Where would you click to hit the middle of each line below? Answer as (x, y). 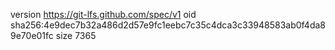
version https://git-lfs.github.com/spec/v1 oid (103, 14)
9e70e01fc (32, 35)
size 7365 (76, 35)
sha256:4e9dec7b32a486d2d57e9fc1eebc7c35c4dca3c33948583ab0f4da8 (168, 25)
